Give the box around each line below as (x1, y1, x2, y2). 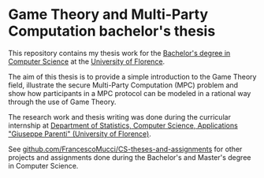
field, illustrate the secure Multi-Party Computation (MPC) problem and (8, 80, 239, 90)
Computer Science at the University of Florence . (8, 57, 165, 66)
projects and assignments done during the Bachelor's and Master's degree (8, 152, 251, 162)
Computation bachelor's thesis (8, 22, 216, 40)
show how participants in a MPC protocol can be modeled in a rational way (8, 88, 251, 98)
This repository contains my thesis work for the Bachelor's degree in (8, 48, 231, 57)
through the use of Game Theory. (8, 97, 117, 106)
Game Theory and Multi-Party (8, 6, 209, 24)
